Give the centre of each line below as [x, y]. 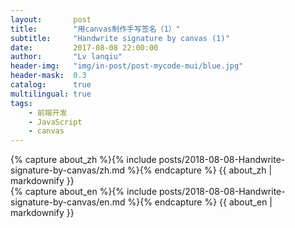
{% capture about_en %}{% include [84, 192]
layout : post [51, 19]
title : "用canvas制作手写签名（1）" [95, 29]
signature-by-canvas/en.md [68, 202]
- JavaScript [55, 122]
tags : [21, 103]
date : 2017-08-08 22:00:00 [84, 47]
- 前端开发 [48, 112]
